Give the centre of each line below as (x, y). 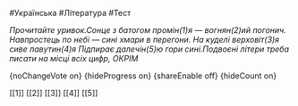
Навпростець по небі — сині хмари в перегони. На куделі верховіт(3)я (145, 40)
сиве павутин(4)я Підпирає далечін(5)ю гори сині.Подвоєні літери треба (149, 49)
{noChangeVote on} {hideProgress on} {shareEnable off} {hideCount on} (143, 76)
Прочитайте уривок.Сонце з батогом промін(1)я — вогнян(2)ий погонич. (148, 30)
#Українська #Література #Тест (70, 13)
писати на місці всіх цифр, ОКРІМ (74, 58)
